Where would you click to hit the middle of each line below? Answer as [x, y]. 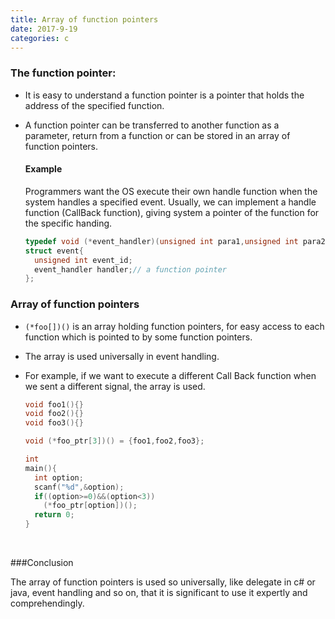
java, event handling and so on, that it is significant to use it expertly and [159, 593]
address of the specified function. [94, 105]
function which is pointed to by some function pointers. [138, 337]
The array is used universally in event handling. [122, 356]
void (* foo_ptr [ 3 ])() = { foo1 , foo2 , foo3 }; [114, 441]
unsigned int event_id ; [83, 260]
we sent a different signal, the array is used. [115, 386]
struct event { [54, 251]
